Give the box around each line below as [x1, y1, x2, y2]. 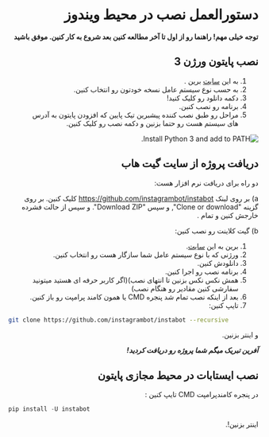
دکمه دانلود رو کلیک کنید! [166, 93, 239, 103]
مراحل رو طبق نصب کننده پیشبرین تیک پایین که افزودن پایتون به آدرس [32, 110, 239, 119]
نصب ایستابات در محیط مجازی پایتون [98, 369, 259, 382]
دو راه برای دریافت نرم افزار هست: [154, 178, 259, 188]
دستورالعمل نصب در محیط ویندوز [63, 6, 259, 24]
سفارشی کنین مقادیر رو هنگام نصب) [130, 283, 239, 293]
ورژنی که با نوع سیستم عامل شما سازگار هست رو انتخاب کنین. [52, 249, 239, 259]
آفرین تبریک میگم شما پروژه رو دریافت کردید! [126, 345, 259, 355]
